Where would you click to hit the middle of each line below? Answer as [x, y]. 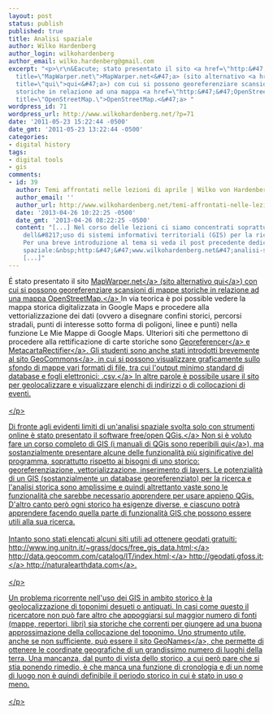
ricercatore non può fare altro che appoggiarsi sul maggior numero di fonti [133, 615]
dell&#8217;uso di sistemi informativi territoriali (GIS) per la [138, 235]
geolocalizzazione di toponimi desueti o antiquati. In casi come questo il [129, 606]
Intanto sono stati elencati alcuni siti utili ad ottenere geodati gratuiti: [123, 538]
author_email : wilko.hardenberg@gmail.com [81, 62]
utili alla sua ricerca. [42, 521]
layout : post [30, 16]
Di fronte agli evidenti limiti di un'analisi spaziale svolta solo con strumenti [132, 426]
